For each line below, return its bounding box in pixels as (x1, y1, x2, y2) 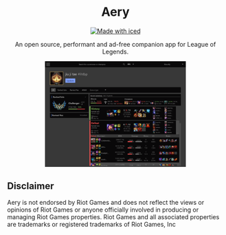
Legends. (102, 47, 129, 56)
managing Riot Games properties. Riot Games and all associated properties (7, 213, 220, 221)
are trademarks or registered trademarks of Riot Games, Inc (7, 221, 177, 229)
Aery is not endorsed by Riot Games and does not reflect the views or (7, 199, 205, 207)
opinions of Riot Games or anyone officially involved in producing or (7, 205, 199, 214)
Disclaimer (7, 180, 54, 192)
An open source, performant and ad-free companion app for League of (14, 40, 216, 48)
